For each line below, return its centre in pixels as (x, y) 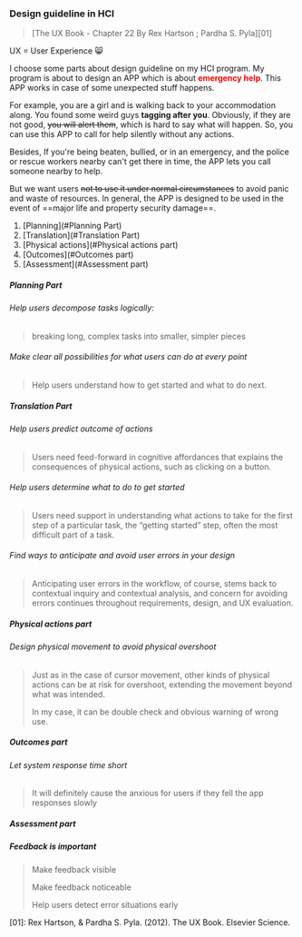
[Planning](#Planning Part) (72, 226)
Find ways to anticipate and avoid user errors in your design (122, 556)
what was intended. (68, 694)
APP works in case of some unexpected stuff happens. (112, 88)
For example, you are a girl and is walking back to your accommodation (143, 105)
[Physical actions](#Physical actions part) (100, 245)
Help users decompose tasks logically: (82, 308)
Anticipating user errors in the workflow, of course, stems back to (154, 584)
